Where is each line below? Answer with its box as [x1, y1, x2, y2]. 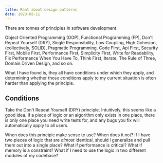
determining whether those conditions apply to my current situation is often [5, 75, 156, 81]
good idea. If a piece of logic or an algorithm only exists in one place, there [5, 112, 155, 118]
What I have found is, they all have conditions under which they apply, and [5, 70, 154, 75]
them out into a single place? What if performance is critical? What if [5, 142, 143, 148]
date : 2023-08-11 [5, 12, 40, 17]
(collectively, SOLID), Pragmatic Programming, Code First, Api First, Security [5, 45, 158, 51]
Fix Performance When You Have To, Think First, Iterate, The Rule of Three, [5, 55, 157, 61]
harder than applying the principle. [5, 80, 74, 86]
